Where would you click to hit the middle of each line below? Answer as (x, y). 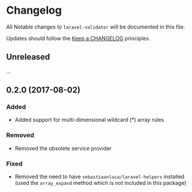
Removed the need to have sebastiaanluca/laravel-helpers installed (100, 177)
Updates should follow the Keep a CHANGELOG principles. (78, 38)
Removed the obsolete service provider (63, 148)
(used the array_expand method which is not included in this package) (100, 183)
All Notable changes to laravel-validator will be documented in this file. (96, 27)
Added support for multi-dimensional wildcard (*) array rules (89, 120)
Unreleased (28, 57)
